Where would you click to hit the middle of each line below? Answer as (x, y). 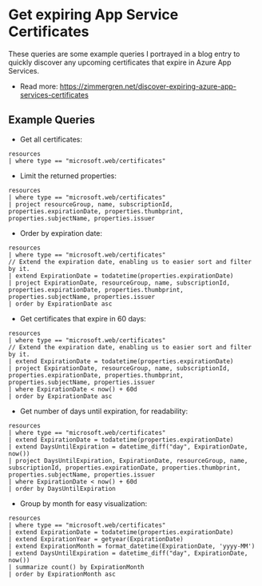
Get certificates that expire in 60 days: (83, 318)
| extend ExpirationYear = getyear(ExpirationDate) (96, 539)
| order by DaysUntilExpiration (62, 488)
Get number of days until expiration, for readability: (104, 411)
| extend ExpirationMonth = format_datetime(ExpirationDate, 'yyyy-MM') (132, 546)
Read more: (39, 86)
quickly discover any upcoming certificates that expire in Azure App (120, 62)
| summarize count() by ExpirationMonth (77, 567)
